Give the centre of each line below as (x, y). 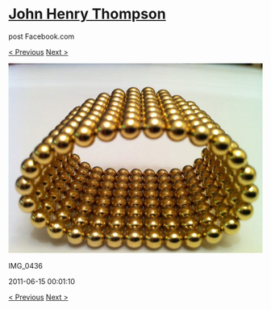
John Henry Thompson (88, 14)
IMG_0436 (25, 266)
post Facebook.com (42, 36)
